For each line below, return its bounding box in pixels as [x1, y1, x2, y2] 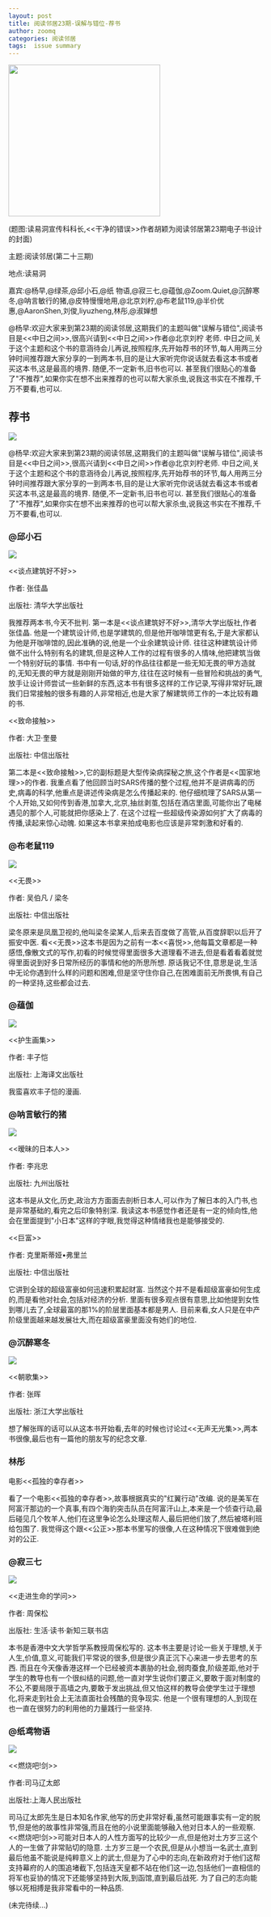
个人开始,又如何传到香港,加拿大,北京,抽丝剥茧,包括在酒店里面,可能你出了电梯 [8, 798, 262, 808]
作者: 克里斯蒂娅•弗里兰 [8, 1250, 87, 1260]
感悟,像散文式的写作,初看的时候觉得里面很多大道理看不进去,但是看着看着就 [8, 947, 256, 957]
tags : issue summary [8, 42, 82, 50]
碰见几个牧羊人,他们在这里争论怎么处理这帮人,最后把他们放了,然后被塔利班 [15, 1513, 263, 1523]
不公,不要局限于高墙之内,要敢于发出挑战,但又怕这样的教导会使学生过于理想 [8, 1683, 256, 1693]
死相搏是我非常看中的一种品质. [22, 1883, 125, 1893]
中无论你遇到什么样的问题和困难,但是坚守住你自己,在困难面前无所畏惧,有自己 [8, 967, 263, 977]
